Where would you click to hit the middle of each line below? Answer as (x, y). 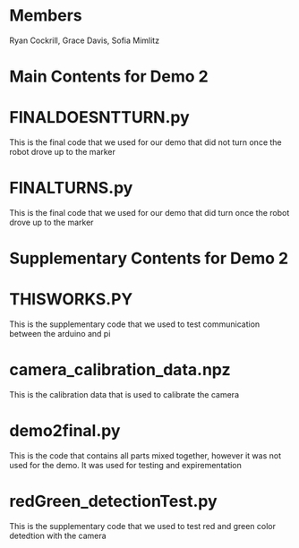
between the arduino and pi (60, 334)
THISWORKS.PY (71, 300)
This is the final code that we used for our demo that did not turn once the (145, 142)
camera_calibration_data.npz (120, 370)
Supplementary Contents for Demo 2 (149, 258)
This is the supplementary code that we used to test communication (135, 324)
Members (46, 16)
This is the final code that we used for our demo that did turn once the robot (149, 213)
